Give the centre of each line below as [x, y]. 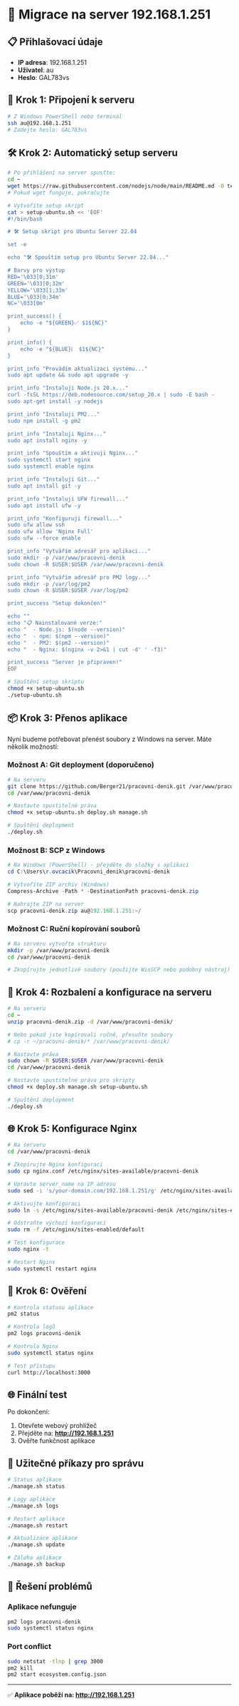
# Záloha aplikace [34, 1558]
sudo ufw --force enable [44, 538]
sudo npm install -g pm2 [44, 421]
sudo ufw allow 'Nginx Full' [51, 532]
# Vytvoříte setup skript [46, 205]
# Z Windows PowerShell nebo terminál [65, 116]
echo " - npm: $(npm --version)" [59, 636]
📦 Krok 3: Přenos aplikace [68, 719]
